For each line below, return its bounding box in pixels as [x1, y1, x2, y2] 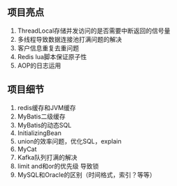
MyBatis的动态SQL [17, 121, 72, 129]
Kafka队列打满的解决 [17, 153, 78, 162]
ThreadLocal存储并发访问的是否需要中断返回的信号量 [17, 26, 171, 35]
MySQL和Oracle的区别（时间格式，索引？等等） [17, 170, 156, 179]
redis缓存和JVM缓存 [17, 103, 76, 111]
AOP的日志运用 [17, 61, 62, 70]
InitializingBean [17, 128, 62, 137]
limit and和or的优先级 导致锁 [17, 162, 99, 170]
